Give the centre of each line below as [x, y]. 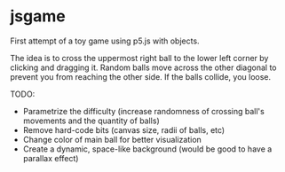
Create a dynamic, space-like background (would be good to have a [147, 149]
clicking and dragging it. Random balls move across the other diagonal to [143, 67]
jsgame [38, 16]
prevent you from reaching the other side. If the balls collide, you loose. [141, 76]
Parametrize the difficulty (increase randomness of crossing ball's [143, 111]
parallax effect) [51, 158]
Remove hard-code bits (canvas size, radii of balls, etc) [124, 129]
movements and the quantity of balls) [91, 121]
